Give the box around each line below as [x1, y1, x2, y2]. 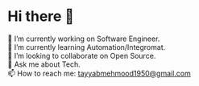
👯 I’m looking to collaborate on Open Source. [7, 51, 156, 60]
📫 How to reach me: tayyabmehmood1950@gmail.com [7, 68, 191, 78]
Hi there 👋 [7, 7, 74, 26]
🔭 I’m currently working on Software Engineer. [7, 34, 160, 43]
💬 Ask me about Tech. [7, 59, 81, 69]
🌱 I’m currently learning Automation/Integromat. [7, 42, 166, 51]
